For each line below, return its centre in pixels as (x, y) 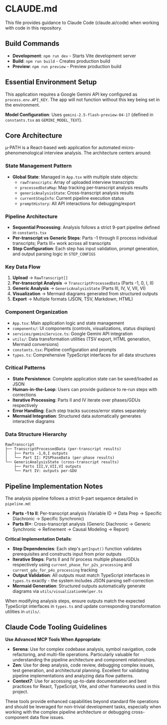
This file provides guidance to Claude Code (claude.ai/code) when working (82, 23)
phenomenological (24, 153)
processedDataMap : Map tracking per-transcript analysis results (84, 187)
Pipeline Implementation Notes (54, 486)
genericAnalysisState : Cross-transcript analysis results (77, 193)
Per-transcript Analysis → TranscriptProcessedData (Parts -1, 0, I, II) (83, 283)
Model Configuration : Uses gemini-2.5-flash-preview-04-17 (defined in (79, 114)
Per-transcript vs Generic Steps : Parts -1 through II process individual (85, 238)
